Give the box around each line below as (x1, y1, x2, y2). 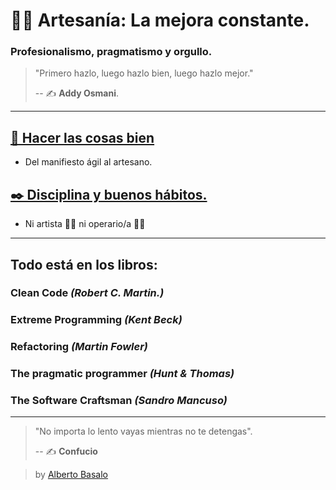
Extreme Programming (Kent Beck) (10, 313, 183, 327)
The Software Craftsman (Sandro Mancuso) (10, 394, 228, 408)
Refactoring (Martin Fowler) (10, 340, 148, 354)
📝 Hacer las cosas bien (10, 129, 155, 146)
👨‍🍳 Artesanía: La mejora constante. (10, 9, 310, 32)
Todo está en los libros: (10, 256, 158, 273)
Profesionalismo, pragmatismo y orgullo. (10, 45, 213, 59)
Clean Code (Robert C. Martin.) (10, 286, 165, 300)
